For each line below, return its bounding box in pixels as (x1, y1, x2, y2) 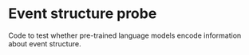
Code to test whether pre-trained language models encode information (8, 31, 242, 40)
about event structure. (8, 38, 81, 48)
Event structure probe (8, 5, 157, 23)
